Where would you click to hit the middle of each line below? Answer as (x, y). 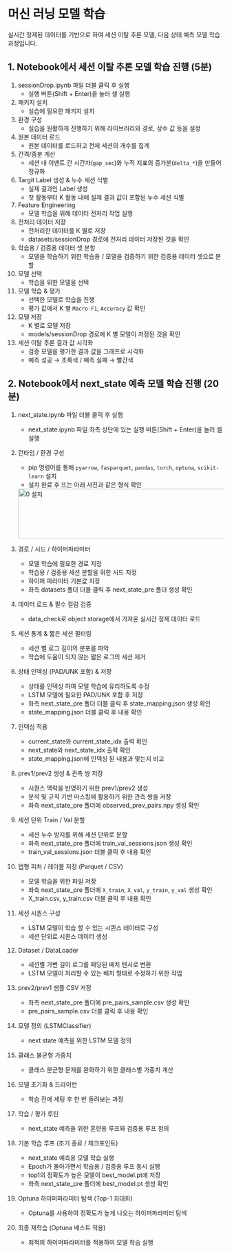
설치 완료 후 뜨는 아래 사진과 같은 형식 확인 (85, 485)
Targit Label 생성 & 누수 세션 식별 (63, 179)
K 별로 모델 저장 (50, 325)
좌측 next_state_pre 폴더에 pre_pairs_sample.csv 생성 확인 (109, 1002)
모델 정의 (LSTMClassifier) (54, 1025)
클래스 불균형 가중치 (44, 1055)
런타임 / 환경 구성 (41, 452)
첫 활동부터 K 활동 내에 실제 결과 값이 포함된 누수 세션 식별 (106, 197)
